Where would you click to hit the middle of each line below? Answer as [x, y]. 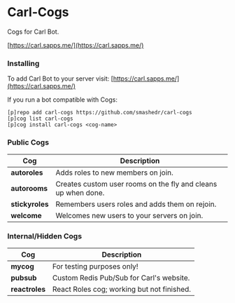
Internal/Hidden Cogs [45, 236]
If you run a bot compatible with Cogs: [62, 100]
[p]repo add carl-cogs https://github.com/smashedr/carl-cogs [100, 113]
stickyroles [30, 204]
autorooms [29, 188]
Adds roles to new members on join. [114, 173]
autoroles [27, 173]
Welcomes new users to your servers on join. [129, 215]
